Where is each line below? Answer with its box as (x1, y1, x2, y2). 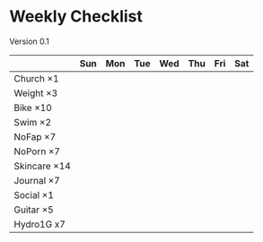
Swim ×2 (13, 116, 52, 128)
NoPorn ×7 (13, 145, 61, 158)
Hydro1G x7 (13, 218, 66, 230)
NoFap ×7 (13, 130, 57, 143)
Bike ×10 (13, 101, 52, 114)
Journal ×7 (13, 174, 60, 186)
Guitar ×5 (13, 203, 54, 216)
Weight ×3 (13, 87, 58, 99)
